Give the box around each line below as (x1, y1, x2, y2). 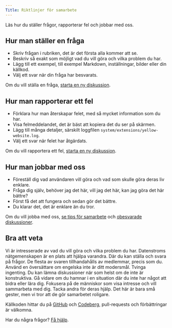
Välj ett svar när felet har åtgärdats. (12, 138, 87, 144)
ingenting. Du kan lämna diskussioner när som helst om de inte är (5, 269, 144, 276)
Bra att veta (5, 234, 43, 243)
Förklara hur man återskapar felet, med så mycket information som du (12, 111, 161, 117)
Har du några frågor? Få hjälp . (5, 317, 69, 323)
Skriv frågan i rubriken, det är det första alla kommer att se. (12, 50, 138, 57)
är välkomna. (5, 306, 33, 313)
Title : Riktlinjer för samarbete (5, 7, 77, 13)
